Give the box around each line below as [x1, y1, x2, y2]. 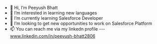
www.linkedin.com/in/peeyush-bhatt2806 [9, 33, 95, 39]
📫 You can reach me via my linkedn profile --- [9, 26, 105, 32]
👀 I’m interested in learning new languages [9, 10, 97, 16]
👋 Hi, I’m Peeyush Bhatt [9, 5, 58, 10]
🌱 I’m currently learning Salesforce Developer [9, 15, 103, 21]
